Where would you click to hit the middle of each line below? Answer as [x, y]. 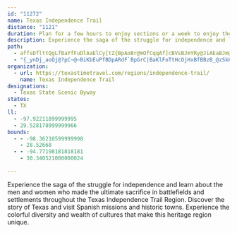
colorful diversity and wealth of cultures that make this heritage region [109, 214]
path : [15, 47]
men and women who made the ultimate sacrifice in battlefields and [106, 192]
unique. [18, 222]
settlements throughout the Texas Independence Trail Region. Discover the [116, 199]
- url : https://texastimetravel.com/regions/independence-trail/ [112, 73]
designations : [28, 86]
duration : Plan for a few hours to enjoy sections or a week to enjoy [113, 34]
